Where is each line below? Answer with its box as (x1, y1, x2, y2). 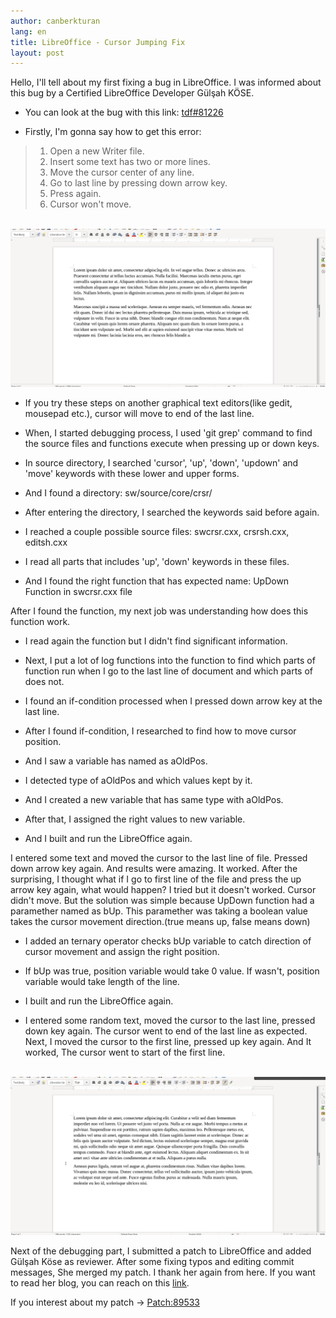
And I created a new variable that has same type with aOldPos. (24, 794, 284, 806)
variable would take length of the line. (24, 976, 180, 988)
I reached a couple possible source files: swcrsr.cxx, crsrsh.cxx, (24, 526, 290, 538)
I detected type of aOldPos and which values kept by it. (24, 775, 253, 787)
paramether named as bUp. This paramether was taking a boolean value (10, 905, 308, 917)
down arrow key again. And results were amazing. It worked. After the (10, 863, 298, 875)
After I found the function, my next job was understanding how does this (10, 605, 309, 617)
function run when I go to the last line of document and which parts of (24, 665, 313, 677)
